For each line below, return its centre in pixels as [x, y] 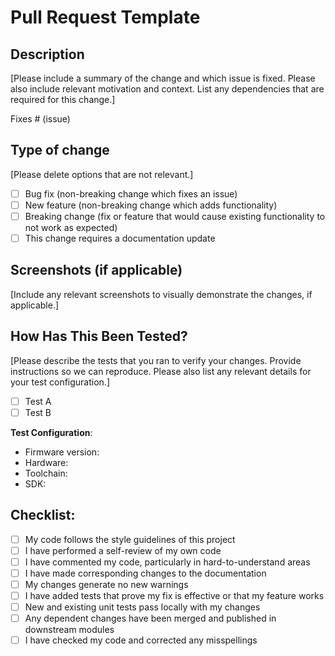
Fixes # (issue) [40, 119]
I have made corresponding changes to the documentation [145, 573]
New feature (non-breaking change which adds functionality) [151, 205]
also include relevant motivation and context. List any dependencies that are [167, 89]
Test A [38, 401]
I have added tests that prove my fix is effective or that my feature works [174, 595]
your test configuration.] [60, 382]
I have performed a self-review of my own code [123, 550]
